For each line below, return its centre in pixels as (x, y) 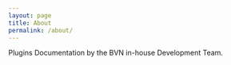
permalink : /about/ (41, 30)
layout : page (30, 15)
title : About (30, 23)
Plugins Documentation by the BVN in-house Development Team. (116, 53)
